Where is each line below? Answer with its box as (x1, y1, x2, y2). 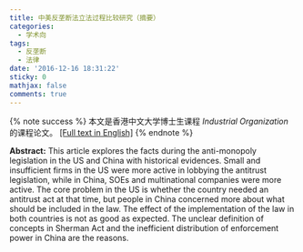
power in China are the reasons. (9, 232, 129, 243)
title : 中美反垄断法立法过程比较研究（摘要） (9, 13, 161, 23)
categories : (9, 22, 55, 31)
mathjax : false (9, 81, 67, 90)
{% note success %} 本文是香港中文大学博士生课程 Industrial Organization (9, 116, 289, 126)
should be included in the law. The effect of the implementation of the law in (9, 203, 295, 214)
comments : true (9, 89, 67, 98)
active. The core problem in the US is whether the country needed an (9, 184, 269, 195)
